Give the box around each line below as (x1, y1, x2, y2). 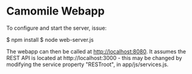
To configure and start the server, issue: (6, 24, 107, 32)
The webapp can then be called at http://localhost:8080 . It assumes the (6, 47, 187, 55)
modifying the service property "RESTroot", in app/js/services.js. (6, 61, 169, 68)
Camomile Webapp (6, 4, 105, 18)
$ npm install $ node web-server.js (6, 36, 94, 43)
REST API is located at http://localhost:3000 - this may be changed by (6, 54, 182, 61)
